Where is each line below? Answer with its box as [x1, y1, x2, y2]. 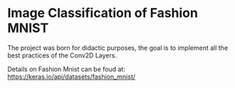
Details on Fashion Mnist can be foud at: [7, 65, 126, 73]
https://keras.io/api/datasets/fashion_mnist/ [7, 72, 136, 81]
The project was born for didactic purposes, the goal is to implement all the [7, 43, 229, 52]
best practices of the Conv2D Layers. [7, 51, 117, 60]
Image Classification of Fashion [7, 5, 198, 21]
